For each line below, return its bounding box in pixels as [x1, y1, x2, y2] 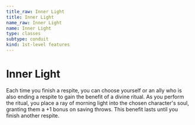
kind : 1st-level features [6, 42, 70, 48]
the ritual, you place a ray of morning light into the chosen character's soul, [6, 99, 189, 107]
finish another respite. [6, 112, 60, 119]
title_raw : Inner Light [6, 8, 65, 15]
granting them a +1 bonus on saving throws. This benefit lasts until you [6, 105, 178, 113]
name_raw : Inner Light [6, 20, 62, 25]
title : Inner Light [6, 14, 54, 20]
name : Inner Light [6, 25, 51, 31]
